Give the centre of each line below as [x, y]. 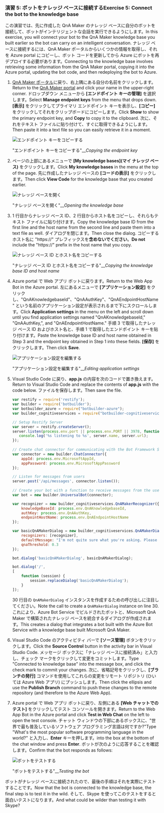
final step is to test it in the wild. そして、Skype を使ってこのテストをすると [81, 793]
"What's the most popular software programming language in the [78, 732]
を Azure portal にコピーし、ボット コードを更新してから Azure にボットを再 [82, 55]
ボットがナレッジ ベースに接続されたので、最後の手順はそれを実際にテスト [81, 781]
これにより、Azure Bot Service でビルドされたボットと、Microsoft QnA [84, 612]
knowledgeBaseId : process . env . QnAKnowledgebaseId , [74, 508]
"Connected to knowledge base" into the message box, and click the [81, 664]
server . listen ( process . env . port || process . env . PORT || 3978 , [77, 431]
